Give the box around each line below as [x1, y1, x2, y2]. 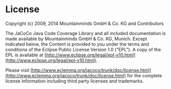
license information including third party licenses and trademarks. [5, 78, 144, 84]
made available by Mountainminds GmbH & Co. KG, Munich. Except [5, 36, 147, 42]
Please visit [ [5, 67, 32, 73]
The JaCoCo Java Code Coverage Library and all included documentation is [5, 30, 166, 36]
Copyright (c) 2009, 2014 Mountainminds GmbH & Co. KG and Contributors [5, 20, 164, 26]
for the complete [127, 72, 162, 78]
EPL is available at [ [5, 52, 47, 58]
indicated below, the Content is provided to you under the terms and [5, 41, 149, 47]
